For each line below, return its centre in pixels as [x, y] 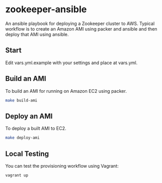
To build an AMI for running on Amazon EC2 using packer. [66, 91]
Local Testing [27, 154]
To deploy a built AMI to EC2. [36, 128]
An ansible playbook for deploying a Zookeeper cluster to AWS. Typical [80, 23]
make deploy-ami [22, 138]
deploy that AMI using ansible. [37, 34]
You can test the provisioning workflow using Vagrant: [62, 166]
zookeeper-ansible [46, 9]
